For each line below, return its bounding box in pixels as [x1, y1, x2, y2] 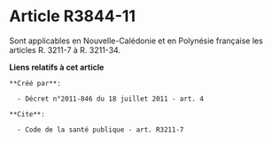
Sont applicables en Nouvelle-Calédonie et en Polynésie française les [9, 35, 263, 46]
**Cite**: [9, 109, 46, 118]
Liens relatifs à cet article [9, 62, 105, 72]
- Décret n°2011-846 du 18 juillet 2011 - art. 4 [17, 94, 204, 103]
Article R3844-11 [9, 6, 136, 26]
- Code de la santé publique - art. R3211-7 [17, 125, 184, 134]
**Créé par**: [9, 79, 62, 87]
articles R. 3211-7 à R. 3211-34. [9, 44, 121, 55]
